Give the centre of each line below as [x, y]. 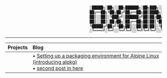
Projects [18, 48]
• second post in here [58, 69]
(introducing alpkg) [55, 62]
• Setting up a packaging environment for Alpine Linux [96, 56]
